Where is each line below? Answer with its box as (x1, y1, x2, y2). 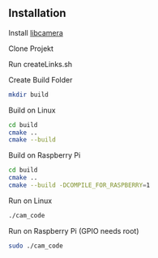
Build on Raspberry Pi (8, 150, 81, 160)
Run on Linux (8, 196, 53, 205)
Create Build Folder (8, 74, 73, 84)
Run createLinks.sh (8, 59, 73, 69)
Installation (8, 6, 66, 20)
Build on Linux (8, 105, 56, 115)
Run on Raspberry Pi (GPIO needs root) (8, 226, 139, 235)
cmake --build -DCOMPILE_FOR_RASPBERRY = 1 (8, 181, 151, 189)
